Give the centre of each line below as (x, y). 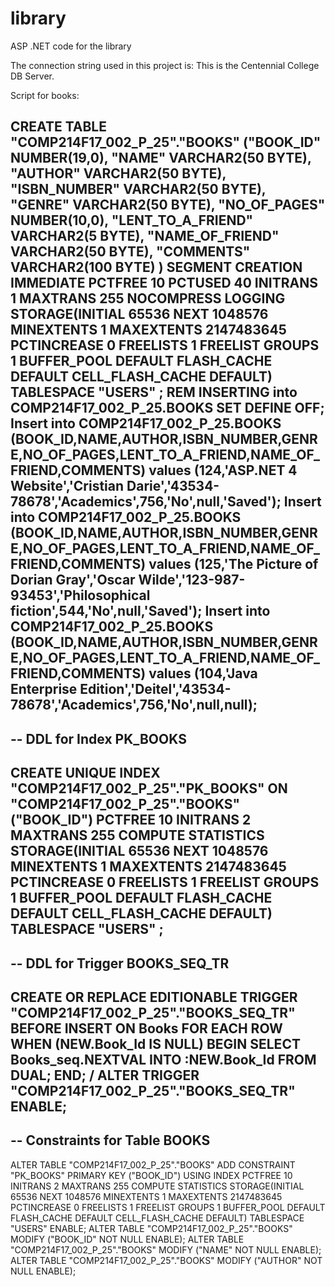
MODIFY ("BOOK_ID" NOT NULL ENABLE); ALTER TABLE (127, 1239)
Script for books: (45, 95)
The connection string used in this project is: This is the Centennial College (165, 65)
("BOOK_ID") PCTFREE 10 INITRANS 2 (131, 820)
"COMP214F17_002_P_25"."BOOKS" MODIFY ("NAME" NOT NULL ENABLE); (166, 1249)
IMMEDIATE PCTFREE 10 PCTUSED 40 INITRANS (164, 283)
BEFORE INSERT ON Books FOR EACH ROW (146, 1028)
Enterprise (44, 689)
